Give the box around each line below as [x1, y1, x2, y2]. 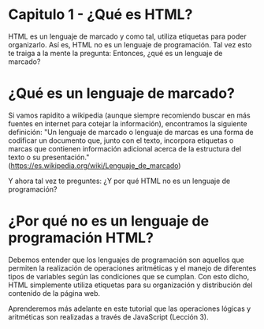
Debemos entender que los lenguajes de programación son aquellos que [8, 255, 244, 264]
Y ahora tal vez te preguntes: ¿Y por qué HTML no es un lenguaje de [8, 176, 231, 185]
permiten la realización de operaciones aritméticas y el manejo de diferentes [8, 263, 257, 273]
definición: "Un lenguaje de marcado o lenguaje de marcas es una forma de [8, 127, 254, 136]
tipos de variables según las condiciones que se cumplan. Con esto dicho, [8, 271, 250, 281]
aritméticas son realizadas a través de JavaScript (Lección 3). [8, 312, 209, 321]
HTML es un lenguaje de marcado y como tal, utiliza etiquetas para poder [8, 32, 247, 41]
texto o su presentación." [8, 152, 90, 162]
